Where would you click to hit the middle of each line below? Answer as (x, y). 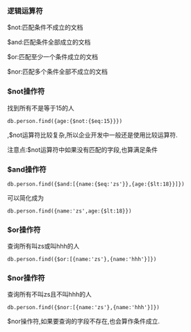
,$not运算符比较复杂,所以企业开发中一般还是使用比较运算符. (93, 135)
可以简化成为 (25, 198)
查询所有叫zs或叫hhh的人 (43, 246)
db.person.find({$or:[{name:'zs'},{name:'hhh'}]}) (82, 259)
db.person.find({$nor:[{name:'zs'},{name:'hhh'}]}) (83, 308)
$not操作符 (26, 92)
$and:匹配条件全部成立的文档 (49, 42)
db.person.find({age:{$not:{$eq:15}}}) (65, 121)
